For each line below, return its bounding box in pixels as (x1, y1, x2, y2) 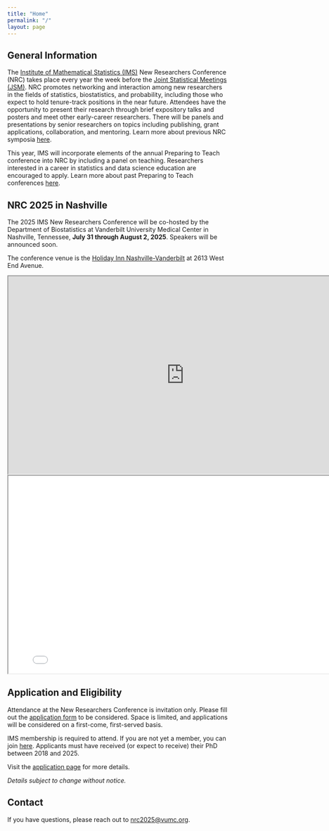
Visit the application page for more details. (7, 762, 130, 771)
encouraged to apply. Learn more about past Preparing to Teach (7, 172, 194, 180)
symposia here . (7, 135, 52, 144)
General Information (7, 49, 98, 61)
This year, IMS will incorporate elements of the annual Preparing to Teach (7, 149, 220, 157)
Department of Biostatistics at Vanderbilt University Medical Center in (7, 226, 209, 233)
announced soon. (7, 240, 58, 248)
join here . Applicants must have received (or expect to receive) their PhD (7, 741, 218, 749)
